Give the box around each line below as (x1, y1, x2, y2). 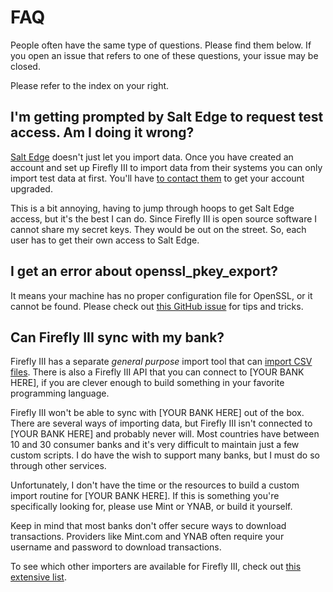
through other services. (10, 460, 107, 472)
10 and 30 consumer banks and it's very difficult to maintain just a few (10, 439, 300, 451)
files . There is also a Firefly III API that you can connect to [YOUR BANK (10, 366, 305, 378)
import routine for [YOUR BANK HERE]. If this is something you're (10, 490, 280, 502)
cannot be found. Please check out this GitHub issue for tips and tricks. (10, 300, 304, 312)
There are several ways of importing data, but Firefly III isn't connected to (10, 417, 313, 430)
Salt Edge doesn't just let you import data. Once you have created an (10, 151, 294, 163)
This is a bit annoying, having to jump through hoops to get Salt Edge (10, 202, 295, 214)
